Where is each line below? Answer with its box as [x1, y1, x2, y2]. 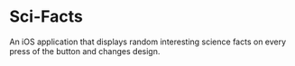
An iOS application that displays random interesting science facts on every [9, 36, 287, 47]
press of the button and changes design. [9, 45, 161, 56]
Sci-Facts [9, 6, 83, 27]
